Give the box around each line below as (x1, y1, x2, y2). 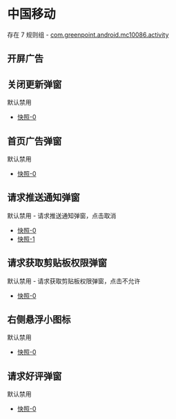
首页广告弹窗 (7, 135, 62, 147)
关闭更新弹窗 (7, 78, 62, 90)
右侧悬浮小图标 (7, 313, 71, 326)
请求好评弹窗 (7, 370, 62, 382)
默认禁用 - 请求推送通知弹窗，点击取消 (7, 211, 117, 220)
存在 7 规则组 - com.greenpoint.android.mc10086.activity (7, 30, 169, 39)
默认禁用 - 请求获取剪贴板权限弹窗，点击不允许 (7, 276, 141, 285)
